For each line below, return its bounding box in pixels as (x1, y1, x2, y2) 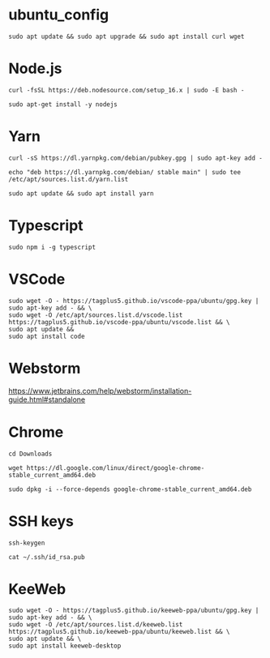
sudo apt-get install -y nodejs (8, 100, 118, 109)
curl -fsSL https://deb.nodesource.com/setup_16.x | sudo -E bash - (8, 86, 245, 94)
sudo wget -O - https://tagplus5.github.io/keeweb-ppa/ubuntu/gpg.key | (8, 606, 259, 615)
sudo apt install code (8, 332, 85, 340)
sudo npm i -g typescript (8, 243, 96, 251)
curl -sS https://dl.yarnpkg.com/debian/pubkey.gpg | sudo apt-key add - (8, 154, 264, 162)
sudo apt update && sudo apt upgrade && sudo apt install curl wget (8, 32, 245, 41)
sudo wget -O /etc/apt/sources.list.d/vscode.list (8, 310, 183, 319)
